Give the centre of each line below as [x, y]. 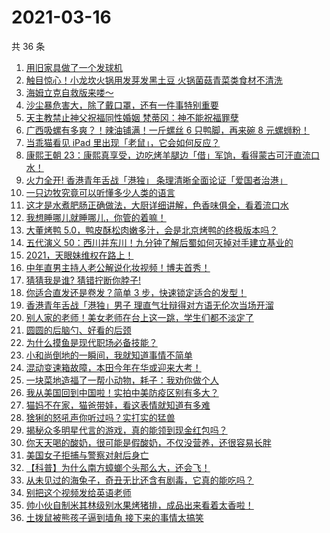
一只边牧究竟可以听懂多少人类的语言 [100, 192]
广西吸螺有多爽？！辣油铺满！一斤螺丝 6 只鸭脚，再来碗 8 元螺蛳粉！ [167, 130]
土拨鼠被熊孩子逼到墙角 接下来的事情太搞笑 [114, 517]
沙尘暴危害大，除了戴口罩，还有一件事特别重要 [122, 105]
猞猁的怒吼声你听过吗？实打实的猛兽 [100, 417]
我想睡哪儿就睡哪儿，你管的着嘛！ [96, 217]
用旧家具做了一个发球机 [74, 67]
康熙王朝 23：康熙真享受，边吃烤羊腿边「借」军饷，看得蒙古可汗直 [164, 155]
